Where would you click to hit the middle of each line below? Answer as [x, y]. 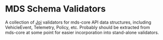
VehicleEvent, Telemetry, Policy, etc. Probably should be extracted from [78, 27]
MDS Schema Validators [55, 9]
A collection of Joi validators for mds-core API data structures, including [78, 22]
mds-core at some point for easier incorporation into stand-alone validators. [82, 32]
